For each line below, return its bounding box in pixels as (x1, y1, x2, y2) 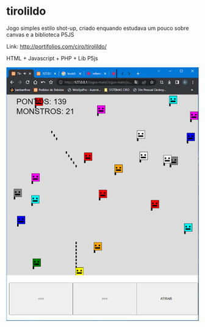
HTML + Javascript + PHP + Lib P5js (6, 54, 99, 62)
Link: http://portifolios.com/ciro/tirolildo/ (6, 43, 107, 50)
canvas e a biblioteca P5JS (6, 31, 74, 38)
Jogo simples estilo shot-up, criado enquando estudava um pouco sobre (6, 24, 189, 32)
